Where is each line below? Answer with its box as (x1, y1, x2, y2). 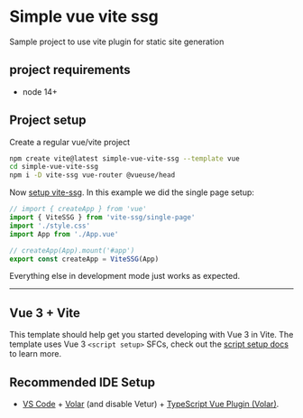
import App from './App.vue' (9, 229, 119, 238)
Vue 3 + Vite (9, 305, 81, 320)
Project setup (9, 113, 87, 128)
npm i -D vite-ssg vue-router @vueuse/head (9, 171, 176, 180)
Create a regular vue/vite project (9, 136, 131, 147)
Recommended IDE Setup (9, 375, 156, 390)
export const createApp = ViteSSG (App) (9, 255, 160, 264)
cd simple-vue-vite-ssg (9, 163, 99, 172)
